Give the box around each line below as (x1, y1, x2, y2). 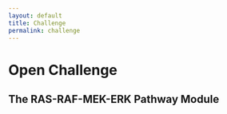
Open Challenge (8, 61, 118, 79)
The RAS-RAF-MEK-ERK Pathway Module (8, 92, 220, 106)
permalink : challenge (8, 26, 81, 34)
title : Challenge (8, 19, 66, 27)
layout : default (8, 11, 62, 20)
